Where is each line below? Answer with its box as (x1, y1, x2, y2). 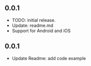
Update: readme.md (11, 22, 53, 28)
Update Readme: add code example (11, 55, 86, 61)
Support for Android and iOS (11, 27, 71, 34)
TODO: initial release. (11, 17, 56, 23)
